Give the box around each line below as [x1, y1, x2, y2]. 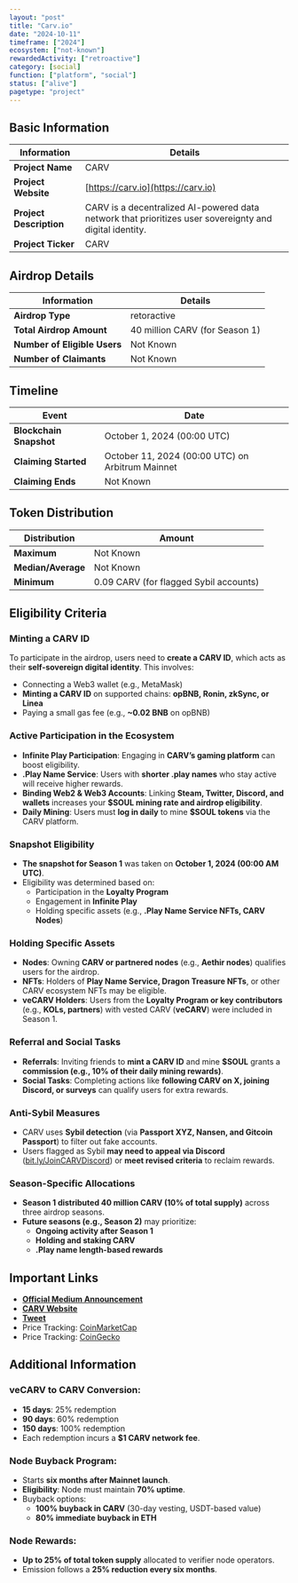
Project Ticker [13, 238, 75, 250]
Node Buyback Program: [9, 1454, 117, 1467]
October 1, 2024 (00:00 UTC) [104, 430, 231, 442]
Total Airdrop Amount [13, 324, 108, 336]
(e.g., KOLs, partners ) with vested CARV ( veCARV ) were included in [21, 1004, 273, 1015]
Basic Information [9, 120, 110, 135]
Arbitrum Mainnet [104, 461, 177, 473]
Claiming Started [13, 455, 87, 467]
